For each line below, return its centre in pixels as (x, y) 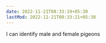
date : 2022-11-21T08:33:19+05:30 (47, 11)
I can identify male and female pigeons (53, 34)
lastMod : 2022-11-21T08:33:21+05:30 (51, 17)
